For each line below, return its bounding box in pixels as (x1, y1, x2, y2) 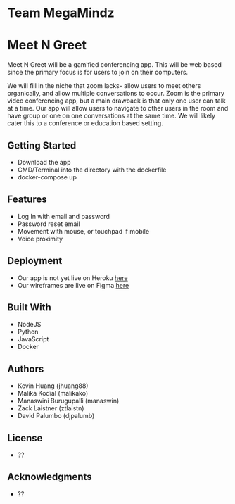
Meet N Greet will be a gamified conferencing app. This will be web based (7, 61, 222, 69)
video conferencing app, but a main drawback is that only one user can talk (7, 96, 227, 105)
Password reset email (17, 220, 80, 228)
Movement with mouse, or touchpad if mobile (17, 227, 150, 235)
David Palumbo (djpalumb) (17, 412, 95, 420)
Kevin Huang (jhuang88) (17, 382, 89, 390)
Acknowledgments (7, 471, 93, 483)
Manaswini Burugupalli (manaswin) (17, 396, 120, 405)
